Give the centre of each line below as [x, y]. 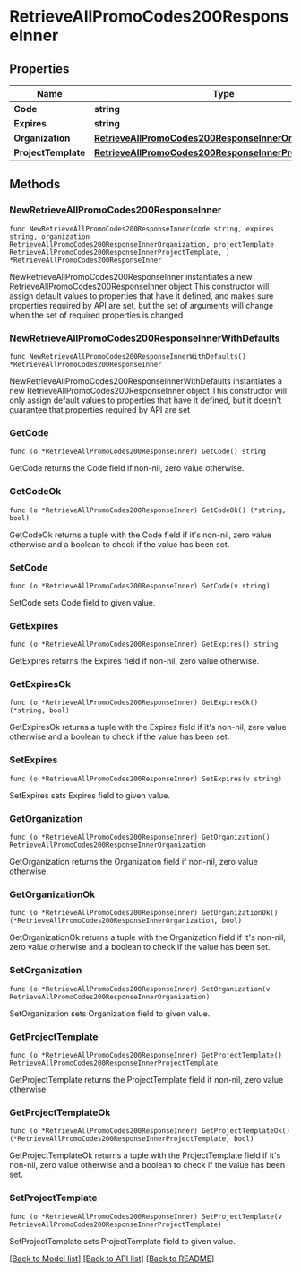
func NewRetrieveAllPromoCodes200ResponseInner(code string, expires [142, 229]
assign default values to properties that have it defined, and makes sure [142, 296]
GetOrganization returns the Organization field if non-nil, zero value [133, 862]
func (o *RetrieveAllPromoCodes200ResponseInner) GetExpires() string [144, 645]
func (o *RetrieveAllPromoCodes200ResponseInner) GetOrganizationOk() [144, 913]
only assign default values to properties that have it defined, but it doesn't [146, 400]
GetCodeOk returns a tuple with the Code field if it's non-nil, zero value [141, 535]
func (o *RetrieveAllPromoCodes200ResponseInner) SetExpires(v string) [146, 779]
